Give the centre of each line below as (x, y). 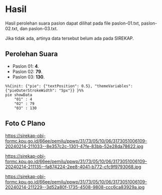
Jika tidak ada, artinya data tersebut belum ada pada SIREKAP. (69, 38)
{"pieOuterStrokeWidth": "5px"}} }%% (44, 90)
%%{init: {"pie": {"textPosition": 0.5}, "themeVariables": (69, 86)
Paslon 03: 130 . (28, 77)
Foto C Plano (25, 123)
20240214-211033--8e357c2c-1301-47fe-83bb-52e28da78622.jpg (74, 146)
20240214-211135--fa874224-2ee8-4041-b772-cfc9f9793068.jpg (73, 166)
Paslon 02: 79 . (27, 71)
